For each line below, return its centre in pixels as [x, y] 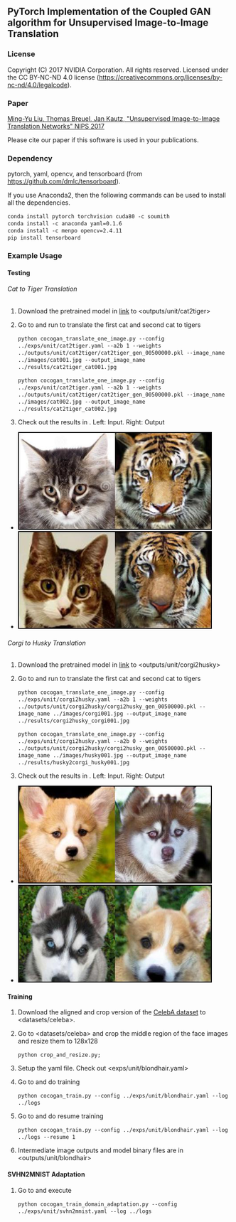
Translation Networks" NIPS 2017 [56, 126]
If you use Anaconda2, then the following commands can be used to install [117, 195]
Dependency [30, 158]
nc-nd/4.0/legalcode [38, 85]
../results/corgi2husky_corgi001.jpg [74, 721]
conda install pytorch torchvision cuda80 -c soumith [89, 217]
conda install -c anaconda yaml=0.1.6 [65, 224]
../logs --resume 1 [47, 1137]
